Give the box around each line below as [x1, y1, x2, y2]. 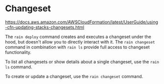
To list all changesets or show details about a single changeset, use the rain [5, 59, 160, 64]
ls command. [5, 64, 32, 70]
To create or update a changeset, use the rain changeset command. [5, 73, 143, 79]
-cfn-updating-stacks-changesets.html [5, 24, 84, 30]
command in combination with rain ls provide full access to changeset [5, 44, 150, 50]
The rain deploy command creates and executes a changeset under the [5, 34, 151, 40]
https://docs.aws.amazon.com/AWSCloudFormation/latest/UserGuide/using [5, 19, 159, 25]
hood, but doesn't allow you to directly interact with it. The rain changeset [5, 39, 155, 44]
